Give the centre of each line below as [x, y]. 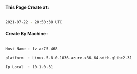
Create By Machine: [27, 33]
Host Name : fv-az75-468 [31, 49]
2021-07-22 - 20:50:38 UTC [34, 22]
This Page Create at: [27, 7]
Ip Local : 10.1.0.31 [29, 67]
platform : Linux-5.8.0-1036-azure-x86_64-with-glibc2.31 [69, 58]
